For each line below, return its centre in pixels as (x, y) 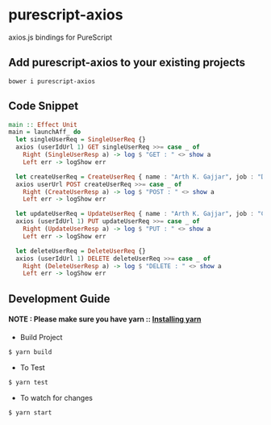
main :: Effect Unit (43, 124)
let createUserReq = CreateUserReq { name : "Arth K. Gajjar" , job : (135, 177)
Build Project (41, 337)
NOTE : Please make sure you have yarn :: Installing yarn (105, 319)
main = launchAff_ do (45, 132)
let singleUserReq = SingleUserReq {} (81, 140)
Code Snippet (44, 106)
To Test (33, 367)
